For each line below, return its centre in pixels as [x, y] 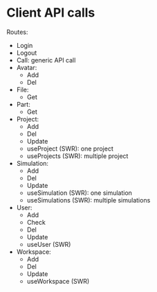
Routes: [17, 32]
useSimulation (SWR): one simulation [80, 193]
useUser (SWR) [49, 244]
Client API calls [51, 13]
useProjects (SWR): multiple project [77, 156]
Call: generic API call [46, 60]
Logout [27, 53]
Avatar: [27, 67]
